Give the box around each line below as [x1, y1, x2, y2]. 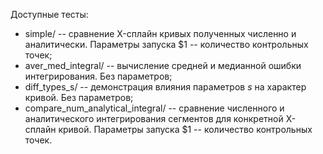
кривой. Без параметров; [24, 92, 134, 103]
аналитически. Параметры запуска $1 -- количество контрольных [24, 39, 309, 50]
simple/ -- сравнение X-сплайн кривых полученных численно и [24, 28, 297, 39]
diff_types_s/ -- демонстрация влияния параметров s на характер [24, 81, 307, 93]
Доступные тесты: [10, 9, 89, 20]
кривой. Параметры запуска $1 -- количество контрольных [58, 124, 313, 135]
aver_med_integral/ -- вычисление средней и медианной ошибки [24, 60, 302, 71]
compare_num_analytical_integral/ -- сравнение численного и [24, 102, 285, 114]
